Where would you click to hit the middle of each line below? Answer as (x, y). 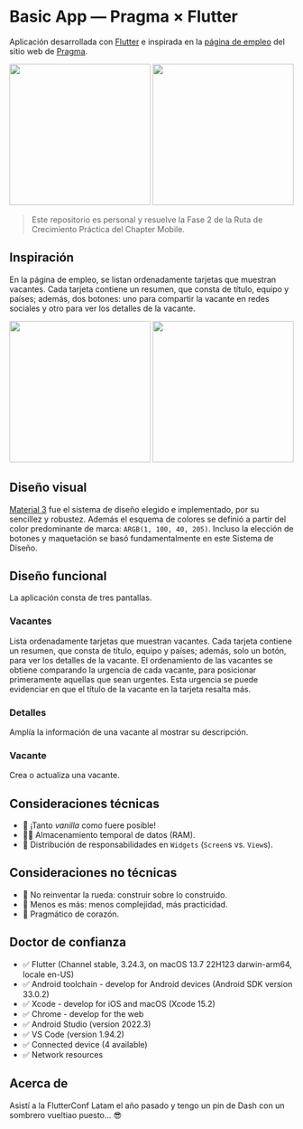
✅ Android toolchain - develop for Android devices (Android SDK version (157, 983)
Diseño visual (48, 488)
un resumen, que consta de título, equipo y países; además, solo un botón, (148, 650)
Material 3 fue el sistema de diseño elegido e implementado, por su (134, 509)
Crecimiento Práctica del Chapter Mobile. (108, 229)
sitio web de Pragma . (49, 51)
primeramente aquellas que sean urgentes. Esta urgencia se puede (134, 679)
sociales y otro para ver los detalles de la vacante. (102, 308)
